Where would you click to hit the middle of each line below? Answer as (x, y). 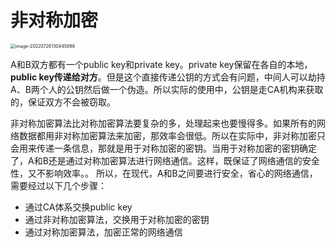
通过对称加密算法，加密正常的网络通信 (103, 232)
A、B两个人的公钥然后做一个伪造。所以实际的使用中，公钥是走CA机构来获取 (167, 89)
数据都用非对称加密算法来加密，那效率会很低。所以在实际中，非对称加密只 (172, 135)
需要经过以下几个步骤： (58, 185)
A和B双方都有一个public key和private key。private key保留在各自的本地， (161, 64)
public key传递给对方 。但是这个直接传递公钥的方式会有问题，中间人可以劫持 (168, 77)
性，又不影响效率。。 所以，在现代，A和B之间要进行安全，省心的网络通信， (164, 173)
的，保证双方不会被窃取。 (63, 102)
